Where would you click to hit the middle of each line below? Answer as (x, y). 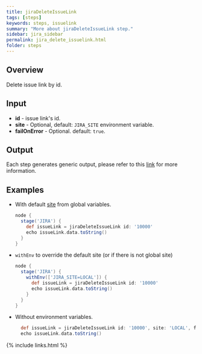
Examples (25, 190)
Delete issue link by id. (34, 85)
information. (21, 171)
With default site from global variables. (63, 204)
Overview (25, 70)
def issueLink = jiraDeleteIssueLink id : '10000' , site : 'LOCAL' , (106, 328)
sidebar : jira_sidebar (35, 34)
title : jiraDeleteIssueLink (42, 12)
